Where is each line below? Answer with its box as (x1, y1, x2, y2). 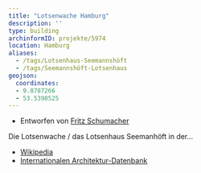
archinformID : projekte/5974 (8, 34, 106, 43)
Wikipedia (19, 147, 54, 157)
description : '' (8, 19, 63, 27)
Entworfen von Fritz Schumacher (19, 116, 129, 126)
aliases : (8, 49, 38, 57)
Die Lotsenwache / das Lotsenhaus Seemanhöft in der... (8, 132, 194, 142)
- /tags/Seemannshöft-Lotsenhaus (15, 64, 128, 72)
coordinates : (15, 79, 59, 87)
